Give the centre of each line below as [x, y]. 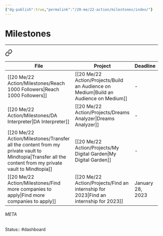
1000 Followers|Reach [33, 89]
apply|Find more [26, 195]
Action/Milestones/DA [32, 115]
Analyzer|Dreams [95, 118]
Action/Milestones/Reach [36, 83]
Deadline [145, 66]
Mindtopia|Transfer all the [37, 157]
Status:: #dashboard [25, 229]
